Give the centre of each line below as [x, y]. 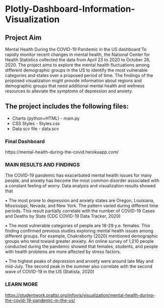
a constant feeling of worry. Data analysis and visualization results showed [80, 186]
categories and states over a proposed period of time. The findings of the [79, 75]
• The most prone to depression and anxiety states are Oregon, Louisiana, [80, 201]
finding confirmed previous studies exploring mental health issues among [79, 231]
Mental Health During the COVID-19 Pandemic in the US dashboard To [76, 49]
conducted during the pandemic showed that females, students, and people [82, 247]
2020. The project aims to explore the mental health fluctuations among [77, 65]
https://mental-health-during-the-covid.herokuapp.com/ [62, 152]
